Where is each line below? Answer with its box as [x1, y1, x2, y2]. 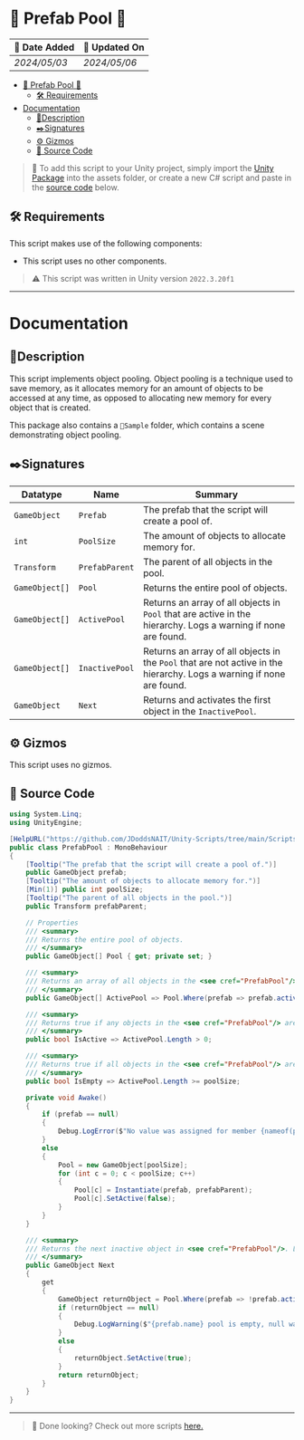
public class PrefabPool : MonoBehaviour [9, 842, 168, 852]
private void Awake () [25, 1093, 107, 1102]
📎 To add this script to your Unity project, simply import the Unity [31, 162, 274, 173]
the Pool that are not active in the [143, 656, 283, 668]
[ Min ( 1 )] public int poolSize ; [25, 885, 144, 895]
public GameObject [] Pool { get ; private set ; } [25, 952, 213, 961]
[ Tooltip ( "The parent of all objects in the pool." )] [25, 894, 233, 903]
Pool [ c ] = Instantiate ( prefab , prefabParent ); [73, 1186, 253, 1195]
